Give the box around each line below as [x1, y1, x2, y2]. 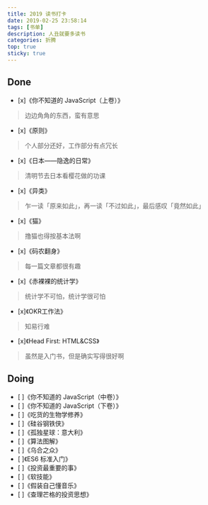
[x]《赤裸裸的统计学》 [17, 277, 82, 285]
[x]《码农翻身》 [17, 246, 64, 255]
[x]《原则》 [17, 126, 51, 135]
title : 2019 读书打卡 [7, 10, 67, 18]
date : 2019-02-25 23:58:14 [7, 17, 87, 24]
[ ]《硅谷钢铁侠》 [17, 419, 68, 428]
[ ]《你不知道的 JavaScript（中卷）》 [17, 392, 122, 401]
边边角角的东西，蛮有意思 [24, 111, 100, 119]
